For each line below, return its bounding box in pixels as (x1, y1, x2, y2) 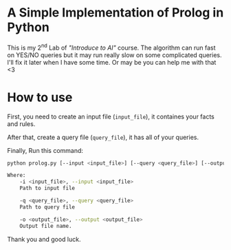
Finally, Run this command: (7, 146, 84, 154)
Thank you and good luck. (7, 235, 81, 243)
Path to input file (19, 185, 76, 192)
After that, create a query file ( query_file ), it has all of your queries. (7, 133, 199, 141)
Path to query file (19, 203, 76, 211)
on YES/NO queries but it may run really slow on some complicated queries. (7, 50, 222, 59)
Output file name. (19, 222, 72, 229)
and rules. (7, 119, 36, 128)
